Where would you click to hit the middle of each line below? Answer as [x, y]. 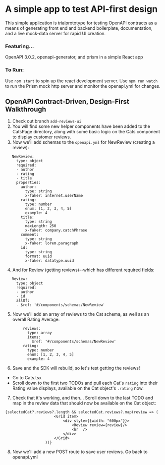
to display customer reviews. [42, 137]
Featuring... [20, 46]
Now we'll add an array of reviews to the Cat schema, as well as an [81, 314]
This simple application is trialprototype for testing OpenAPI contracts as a [81, 23]
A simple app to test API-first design [81, 9]
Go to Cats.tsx [27, 378]
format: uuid [38, 256]
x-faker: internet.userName [54, 196]
